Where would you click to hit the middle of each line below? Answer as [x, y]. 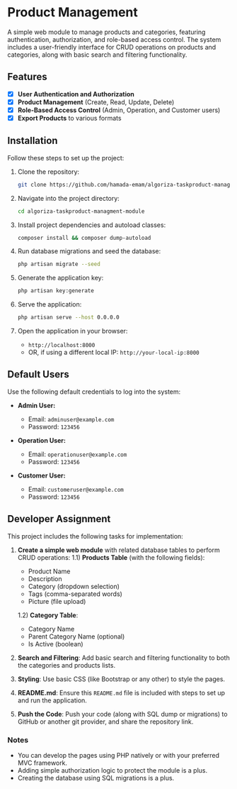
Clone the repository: [48, 172]
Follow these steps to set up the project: [66, 158]
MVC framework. [42, 763]
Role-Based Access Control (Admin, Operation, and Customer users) [119, 110]
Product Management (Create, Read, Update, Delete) [96, 102]
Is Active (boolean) [56, 644]
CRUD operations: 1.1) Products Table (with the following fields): [111, 557]
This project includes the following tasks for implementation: [96, 536]
